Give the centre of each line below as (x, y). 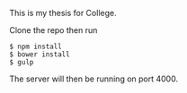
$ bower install (40, 55)
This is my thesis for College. (63, 13)
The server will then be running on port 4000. (93, 79)
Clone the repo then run (53, 30)
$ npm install (36, 46)
